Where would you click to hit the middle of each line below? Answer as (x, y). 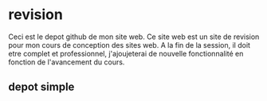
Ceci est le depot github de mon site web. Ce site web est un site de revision (134, 37)
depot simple (41, 87)
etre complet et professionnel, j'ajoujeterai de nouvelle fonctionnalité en (126, 53)
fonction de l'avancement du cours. (67, 62)
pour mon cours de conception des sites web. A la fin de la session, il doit (130, 45)
